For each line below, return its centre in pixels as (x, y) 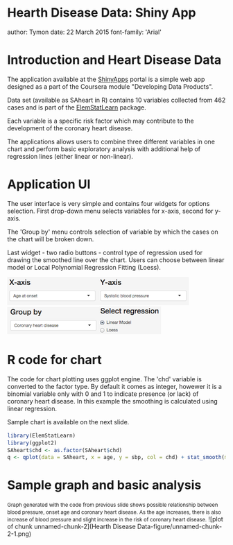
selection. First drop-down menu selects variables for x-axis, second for (110, 211)
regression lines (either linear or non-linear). (70, 156)
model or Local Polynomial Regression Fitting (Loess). (84, 267)
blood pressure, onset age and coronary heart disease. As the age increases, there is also (114, 512)
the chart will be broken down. (51, 239)
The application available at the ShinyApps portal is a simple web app (106, 79)
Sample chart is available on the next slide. (68, 422)
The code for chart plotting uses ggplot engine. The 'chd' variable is (105, 379)
